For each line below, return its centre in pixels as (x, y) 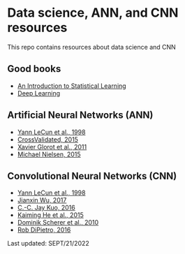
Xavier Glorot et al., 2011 (52, 147)
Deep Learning (39, 93)
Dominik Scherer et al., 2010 (58, 223)
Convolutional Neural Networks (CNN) (92, 176)
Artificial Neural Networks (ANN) (80, 115)
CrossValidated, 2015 (48, 139)
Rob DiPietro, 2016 (44, 230)
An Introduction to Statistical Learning (72, 86)
